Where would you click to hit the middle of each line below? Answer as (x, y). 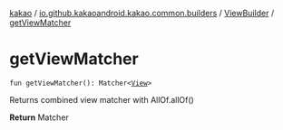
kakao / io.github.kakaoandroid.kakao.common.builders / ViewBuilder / (142, 13)
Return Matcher (39, 117)
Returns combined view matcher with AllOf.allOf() (102, 99)
